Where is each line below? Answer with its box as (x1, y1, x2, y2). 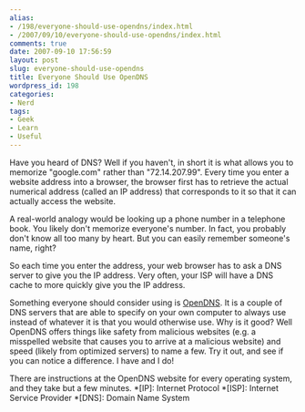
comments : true (9, 38, 67, 48)
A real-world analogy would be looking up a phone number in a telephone (9, 213, 286, 224)
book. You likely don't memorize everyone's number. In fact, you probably (9, 222, 287, 233)
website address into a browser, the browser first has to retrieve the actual (9, 176, 289, 187)
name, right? (9, 242, 56, 253)
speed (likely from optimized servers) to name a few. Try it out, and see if (9, 345, 284, 356)
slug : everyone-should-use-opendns (9, 65, 145, 74)
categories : (9, 89, 55, 98)
